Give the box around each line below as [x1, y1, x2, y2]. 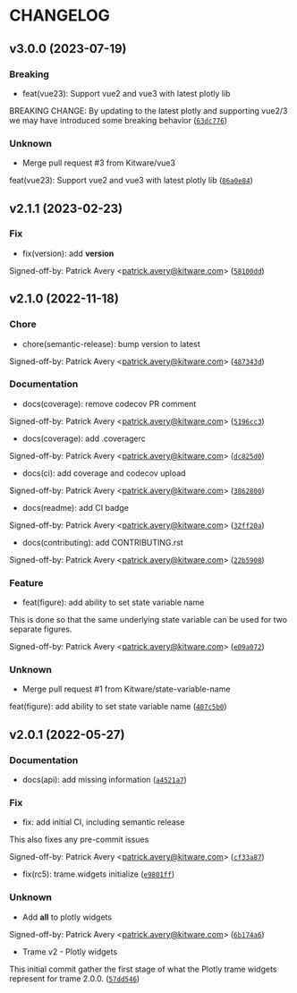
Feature [9, 576, 44, 589]
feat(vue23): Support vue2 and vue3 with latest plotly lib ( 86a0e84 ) [9, 175, 253, 186]
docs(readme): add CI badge [21, 502, 130, 513]
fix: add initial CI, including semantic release [21, 817, 185, 827]
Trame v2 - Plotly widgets [21, 946, 118, 957]
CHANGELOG [9, 5, 110, 26]
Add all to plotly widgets [21, 912, 113, 922]
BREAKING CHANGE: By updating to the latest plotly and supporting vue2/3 [9, 105, 288, 116]
